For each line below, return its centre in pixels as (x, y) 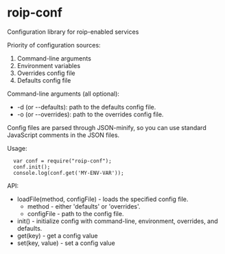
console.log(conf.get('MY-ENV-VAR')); (69, 173)
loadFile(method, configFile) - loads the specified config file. (103, 199)
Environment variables (49, 65)
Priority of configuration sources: (54, 45)
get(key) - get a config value (57, 235)
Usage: (17, 148)
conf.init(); (32, 167)
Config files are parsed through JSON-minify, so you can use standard (107, 127)
